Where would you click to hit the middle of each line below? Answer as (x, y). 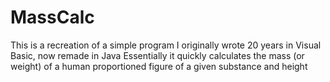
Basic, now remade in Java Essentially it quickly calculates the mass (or (157, 55)
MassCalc (52, 17)
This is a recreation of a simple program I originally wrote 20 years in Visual (166, 45)
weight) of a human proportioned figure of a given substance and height (159, 66)
